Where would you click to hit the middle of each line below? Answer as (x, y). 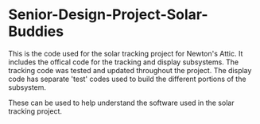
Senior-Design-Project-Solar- (108, 15)
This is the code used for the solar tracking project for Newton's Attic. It (126, 53)
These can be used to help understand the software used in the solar (121, 103)
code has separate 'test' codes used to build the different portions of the (127, 79)
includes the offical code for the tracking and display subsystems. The (124, 62)
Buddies (36, 31)
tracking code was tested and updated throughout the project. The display (130, 70)
